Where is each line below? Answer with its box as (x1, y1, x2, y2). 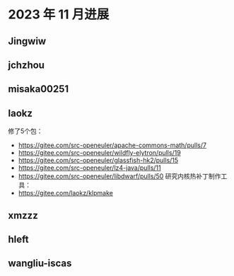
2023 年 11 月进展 (8, 6, 110, 23)
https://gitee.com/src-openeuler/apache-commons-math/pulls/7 (18, 141, 207, 149)
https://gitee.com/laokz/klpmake (18, 189, 114, 197)
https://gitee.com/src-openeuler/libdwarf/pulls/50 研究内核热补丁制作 (18, 172, 221, 180)
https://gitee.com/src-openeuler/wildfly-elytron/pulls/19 (18, 149, 181, 157)
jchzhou (8, 59, 45, 71)
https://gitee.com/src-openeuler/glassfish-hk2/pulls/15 (18, 156, 179, 165)
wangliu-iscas (8, 258, 72, 270)
